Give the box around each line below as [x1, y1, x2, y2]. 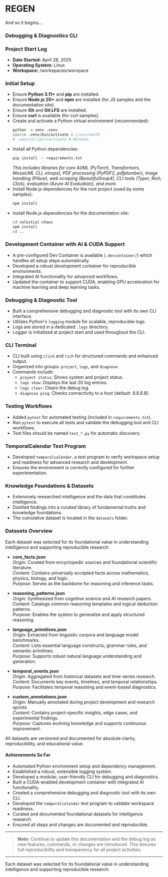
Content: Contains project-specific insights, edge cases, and [12, 709, 137, 715]
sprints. [12, 704, 28, 710]
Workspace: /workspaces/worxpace [12, 68, 89, 74]
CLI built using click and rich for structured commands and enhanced [12, 353, 158, 359]
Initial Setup [5, 80, 35, 87]
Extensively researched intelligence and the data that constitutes [12, 494, 146, 500]
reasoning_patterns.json [12, 590, 65, 596]
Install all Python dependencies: [12, 146, 78, 152]
